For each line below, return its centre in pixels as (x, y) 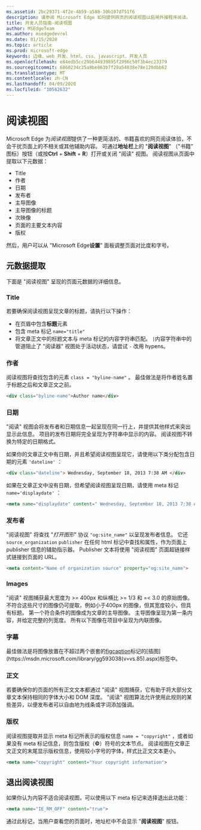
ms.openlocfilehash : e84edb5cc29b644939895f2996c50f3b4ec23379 (87, 62)
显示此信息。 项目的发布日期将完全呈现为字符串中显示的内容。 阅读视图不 (97, 434)
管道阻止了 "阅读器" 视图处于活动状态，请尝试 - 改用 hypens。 (92, 346)
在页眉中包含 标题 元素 (41, 324)
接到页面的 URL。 (38, 557)
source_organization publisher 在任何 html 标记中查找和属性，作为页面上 (97, 542)
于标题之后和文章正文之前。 (40, 385)
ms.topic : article (29, 45)
